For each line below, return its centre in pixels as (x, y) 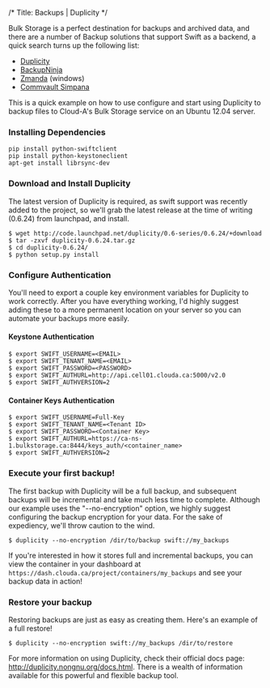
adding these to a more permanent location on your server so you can (125, 310)
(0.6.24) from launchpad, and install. (69, 218)
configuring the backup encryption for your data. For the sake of (116, 517)
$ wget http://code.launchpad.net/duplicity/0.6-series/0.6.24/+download (135, 233)
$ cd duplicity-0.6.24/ (49, 247)
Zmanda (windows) (52, 78)
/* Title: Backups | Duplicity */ (58, 13)
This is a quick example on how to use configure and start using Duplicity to (135, 103)
